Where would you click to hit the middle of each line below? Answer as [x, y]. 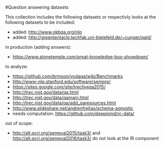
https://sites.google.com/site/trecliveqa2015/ [59, 87]
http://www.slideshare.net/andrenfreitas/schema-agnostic [73, 108]
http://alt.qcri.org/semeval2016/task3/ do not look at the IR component [86, 138]
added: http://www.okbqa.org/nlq [47, 32]
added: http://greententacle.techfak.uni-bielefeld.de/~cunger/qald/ [82, 37]
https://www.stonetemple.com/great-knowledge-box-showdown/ [80, 57]
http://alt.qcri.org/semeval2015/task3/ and [56, 133]
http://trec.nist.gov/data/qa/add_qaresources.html [64, 103]
